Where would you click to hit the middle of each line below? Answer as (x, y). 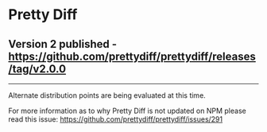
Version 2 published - (63, 44)
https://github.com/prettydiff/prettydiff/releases (132, 56)
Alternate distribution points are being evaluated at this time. (107, 95)
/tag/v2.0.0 (37, 69)
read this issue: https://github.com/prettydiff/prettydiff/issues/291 (116, 119)
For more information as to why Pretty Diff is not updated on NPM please (127, 111)
